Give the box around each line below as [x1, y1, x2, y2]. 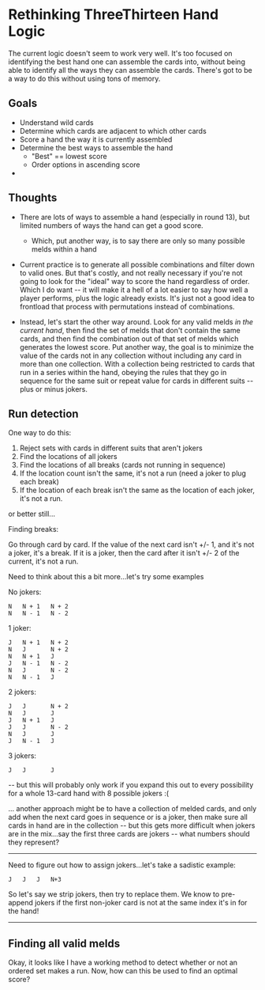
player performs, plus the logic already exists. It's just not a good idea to [19, 293, 255, 302]
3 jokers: [8, 751, 37, 761]
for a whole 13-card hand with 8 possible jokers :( [8, 789, 170, 798]
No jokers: [8, 587, 42, 597]
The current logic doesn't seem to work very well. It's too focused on [8, 48, 233, 58]
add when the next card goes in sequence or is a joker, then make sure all [8, 813, 248, 822]
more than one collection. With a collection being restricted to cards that [19, 358, 255, 369]
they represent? [8, 837, 60, 848]
